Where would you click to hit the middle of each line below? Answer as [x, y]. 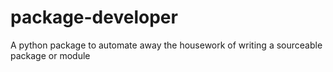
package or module [50, 55]
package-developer [94, 17]
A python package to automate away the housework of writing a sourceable [166, 45]
